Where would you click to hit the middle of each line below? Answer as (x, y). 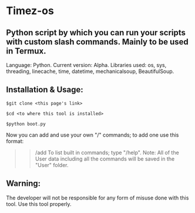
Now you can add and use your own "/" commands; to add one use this (93, 135)
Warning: (23, 184)
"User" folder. (52, 165)
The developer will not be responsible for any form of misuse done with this (97, 198)
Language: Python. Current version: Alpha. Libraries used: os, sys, (86, 65)
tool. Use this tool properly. (39, 204)
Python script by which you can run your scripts (96, 33)
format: (15, 141)
